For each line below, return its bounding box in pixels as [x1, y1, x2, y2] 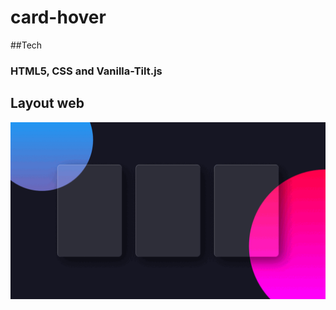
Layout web [10, 95, 85, 112]
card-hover [10, 6, 107, 29]
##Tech [10, 39, 43, 51]
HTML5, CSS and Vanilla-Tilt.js [10, 64, 163, 78]
